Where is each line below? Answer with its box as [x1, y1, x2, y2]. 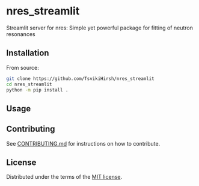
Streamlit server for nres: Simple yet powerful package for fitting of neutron [6, 24, 194, 31]
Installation [6, 48, 49, 58]
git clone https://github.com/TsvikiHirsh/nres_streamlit [6, 75, 155, 82]
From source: [6, 64, 39, 71]
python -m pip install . [6, 87, 69, 93]
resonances [6, 30, 35, 37]
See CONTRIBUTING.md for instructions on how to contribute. [6, 140, 161, 147]
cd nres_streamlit [6, 81, 52, 87]
